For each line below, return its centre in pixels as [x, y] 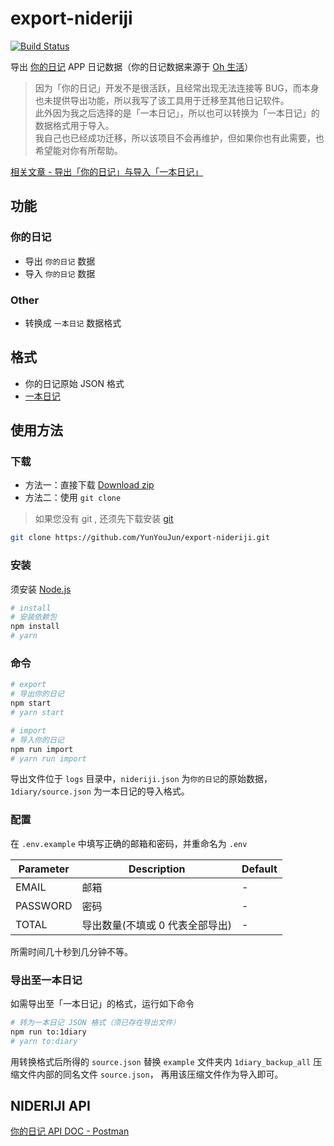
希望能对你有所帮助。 [78, 150]
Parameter [44, 869]
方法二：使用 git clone [73, 498]
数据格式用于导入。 [74, 125]
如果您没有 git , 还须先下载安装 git [104, 519]
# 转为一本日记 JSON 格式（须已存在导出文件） [95, 1022]
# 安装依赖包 [33, 617]
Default [259, 869]
